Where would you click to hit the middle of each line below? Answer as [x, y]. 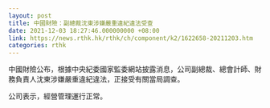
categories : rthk [37, 46]
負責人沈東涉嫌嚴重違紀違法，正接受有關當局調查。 [100, 79]
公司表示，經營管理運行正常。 [57, 96]
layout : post [30, 16]
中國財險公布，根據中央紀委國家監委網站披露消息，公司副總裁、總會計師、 [131, 70]
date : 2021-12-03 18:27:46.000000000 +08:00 [84, 30]
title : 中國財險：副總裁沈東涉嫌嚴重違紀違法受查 [81, 23]
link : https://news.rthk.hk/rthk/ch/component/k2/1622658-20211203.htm [131, 38]
